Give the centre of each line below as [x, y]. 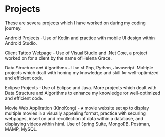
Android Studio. [21, 43]
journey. [13, 28]
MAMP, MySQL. [21, 129]
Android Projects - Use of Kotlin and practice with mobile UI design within [80, 38]
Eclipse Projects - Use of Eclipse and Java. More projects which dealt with [81, 87]
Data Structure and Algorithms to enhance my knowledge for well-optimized [83, 93]
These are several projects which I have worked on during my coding [75, 23]
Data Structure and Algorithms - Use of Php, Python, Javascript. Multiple [79, 68]
